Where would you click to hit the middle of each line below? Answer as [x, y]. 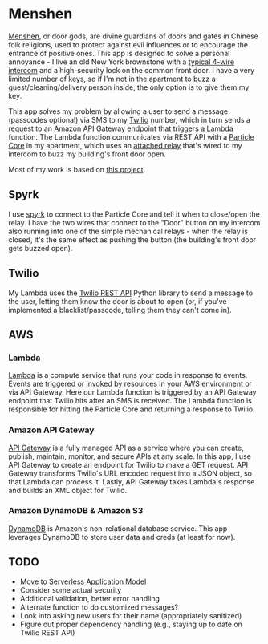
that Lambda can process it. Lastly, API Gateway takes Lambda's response [132, 481]
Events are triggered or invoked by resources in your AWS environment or [130, 384]
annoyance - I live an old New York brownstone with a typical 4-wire [122, 62]
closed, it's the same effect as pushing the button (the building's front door [132, 239]
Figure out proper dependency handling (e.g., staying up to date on [131, 624]
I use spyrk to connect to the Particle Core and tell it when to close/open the [134, 214]
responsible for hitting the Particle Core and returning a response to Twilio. [132, 409]
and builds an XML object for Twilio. [67, 490]
